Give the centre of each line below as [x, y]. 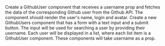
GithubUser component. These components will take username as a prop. [81, 38]
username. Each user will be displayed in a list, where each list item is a [78, 33]
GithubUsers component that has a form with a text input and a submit [77, 23]
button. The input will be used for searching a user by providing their [75, 28]
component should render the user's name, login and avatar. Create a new [81, 17]
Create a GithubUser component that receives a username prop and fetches [83, 7]
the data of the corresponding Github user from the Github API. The [74, 12]
